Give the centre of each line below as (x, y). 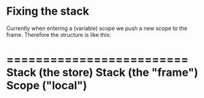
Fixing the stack (48, 11)
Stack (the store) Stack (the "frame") (102, 73)
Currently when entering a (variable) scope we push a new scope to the (97, 28)
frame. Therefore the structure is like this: (59, 34)
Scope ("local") (47, 85)
